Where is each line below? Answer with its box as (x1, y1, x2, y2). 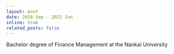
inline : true (6, 19, 39, 25)
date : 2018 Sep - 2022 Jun (6, 14, 73, 20)
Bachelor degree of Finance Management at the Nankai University (6, 41, 168, 48)
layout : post (6, 8, 39, 15)
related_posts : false (6, 25, 60, 31)
